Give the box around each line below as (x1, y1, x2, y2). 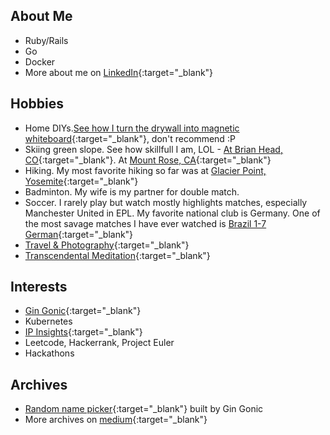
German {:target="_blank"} (24, 228, 134, 240)
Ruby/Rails (24, 34, 69, 46)
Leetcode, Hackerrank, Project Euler (24, 337, 175, 349)
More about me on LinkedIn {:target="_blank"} (24, 66, 214, 78)
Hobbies (10, 95, 65, 113)
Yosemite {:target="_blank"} (24, 175, 139, 187)
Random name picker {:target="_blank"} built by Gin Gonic (24, 403, 264, 415)
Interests (10, 279, 68, 296)
